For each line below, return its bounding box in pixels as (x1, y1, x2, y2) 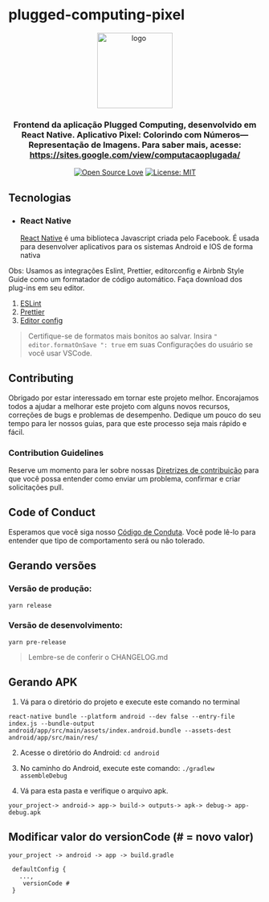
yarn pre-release (8, 638, 67, 646)
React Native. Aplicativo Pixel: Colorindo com (21, 129, 202, 140)
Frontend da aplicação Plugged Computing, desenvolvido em (13, 119, 257, 130)
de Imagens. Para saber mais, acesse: (91, 139, 242, 150)
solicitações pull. (8, 482, 64, 492)
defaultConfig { (11, 866, 67, 874)
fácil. (8, 427, 25, 437)
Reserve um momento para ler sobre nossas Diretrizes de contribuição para (8, 465, 259, 475)
